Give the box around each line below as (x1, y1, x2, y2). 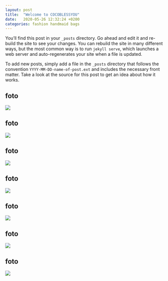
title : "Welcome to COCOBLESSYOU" (5, 12, 80, 17)
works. (5, 77, 20, 83)
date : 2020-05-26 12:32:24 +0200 (5, 17, 80, 22)
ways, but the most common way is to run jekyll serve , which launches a (5, 46, 159, 52)
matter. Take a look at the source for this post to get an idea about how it (5, 71, 156, 78)
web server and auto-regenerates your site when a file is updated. (5, 51, 142, 57)
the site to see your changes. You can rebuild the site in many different (17, 41, 163, 47)
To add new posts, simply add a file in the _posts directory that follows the (5, 61, 159, 67)
